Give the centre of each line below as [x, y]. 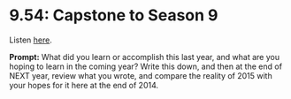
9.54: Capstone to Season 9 [114, 15]
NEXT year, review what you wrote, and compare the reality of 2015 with [141, 75]
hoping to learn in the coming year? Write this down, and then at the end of [146, 66]
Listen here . [31, 40]
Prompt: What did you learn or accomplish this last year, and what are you [145, 57]
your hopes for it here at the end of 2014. [84, 85]
